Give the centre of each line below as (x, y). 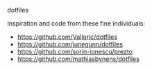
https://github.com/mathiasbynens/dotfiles (78, 59)
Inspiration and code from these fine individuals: (76, 23)
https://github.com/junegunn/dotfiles (70, 44)
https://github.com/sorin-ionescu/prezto (75, 52)
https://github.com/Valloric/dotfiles (67, 37)
